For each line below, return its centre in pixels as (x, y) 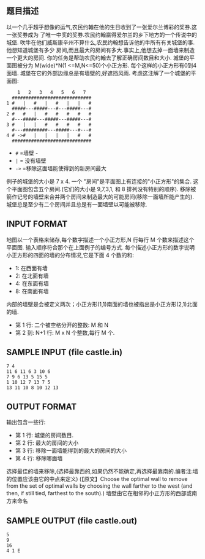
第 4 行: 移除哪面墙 (39, 458)
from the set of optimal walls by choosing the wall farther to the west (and (99, 486)
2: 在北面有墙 (32, 276)
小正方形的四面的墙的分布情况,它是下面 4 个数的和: (70, 255)
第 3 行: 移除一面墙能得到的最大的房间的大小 (71, 451)
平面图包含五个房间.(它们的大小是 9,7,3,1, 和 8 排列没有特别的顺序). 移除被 (104, 189)
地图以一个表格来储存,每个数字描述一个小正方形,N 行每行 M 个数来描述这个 (100, 240)
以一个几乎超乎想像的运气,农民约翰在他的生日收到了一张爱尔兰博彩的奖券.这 (102, 27)
